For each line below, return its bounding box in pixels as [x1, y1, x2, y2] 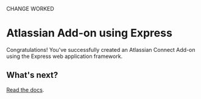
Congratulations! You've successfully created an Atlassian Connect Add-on [6, 46, 196, 53]
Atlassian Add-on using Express [6, 27, 172, 40]
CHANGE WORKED [6, 5, 55, 12]
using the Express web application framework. [6, 53, 123, 60]
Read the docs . [6, 86, 44, 93]
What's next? [6, 70, 58, 80]
